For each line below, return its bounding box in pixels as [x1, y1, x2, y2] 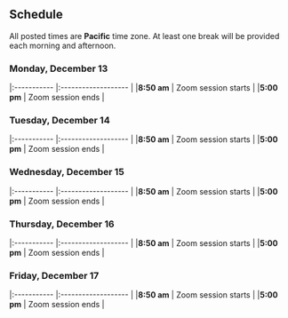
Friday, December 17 [9, 269, 100, 282]
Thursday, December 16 [9, 218, 115, 230]
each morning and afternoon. [9, 40, 116, 51]
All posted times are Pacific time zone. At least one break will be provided [9, 30, 280, 41]
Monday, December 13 [9, 62, 108, 75]
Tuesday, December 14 [9, 115, 110, 127]
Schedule [9, 7, 64, 22]
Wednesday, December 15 [9, 166, 124, 179]
